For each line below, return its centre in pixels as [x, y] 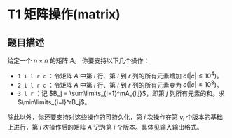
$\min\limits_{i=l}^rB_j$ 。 [54, 102]
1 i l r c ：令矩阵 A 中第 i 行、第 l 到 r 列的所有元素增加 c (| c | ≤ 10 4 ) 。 [120, 75]
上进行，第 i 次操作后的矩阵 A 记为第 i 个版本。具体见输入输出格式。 [105, 127]
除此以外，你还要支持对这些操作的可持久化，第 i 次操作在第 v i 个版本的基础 [115, 118]
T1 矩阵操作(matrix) [64, 14]
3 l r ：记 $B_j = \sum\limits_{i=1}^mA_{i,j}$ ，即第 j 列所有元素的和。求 [121, 94]
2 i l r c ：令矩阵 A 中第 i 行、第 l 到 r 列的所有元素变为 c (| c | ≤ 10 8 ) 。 [120, 84]
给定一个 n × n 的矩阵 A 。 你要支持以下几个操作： [79, 61]
